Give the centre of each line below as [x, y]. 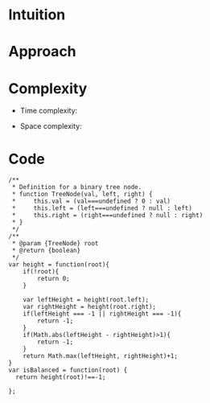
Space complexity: [51, 126]
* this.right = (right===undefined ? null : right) [107, 216]
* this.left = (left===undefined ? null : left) [102, 208]
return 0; [54, 279]
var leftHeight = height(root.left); [86, 300]
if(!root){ [41, 272]
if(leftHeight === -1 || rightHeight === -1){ [102, 314]
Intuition [37, 15]
